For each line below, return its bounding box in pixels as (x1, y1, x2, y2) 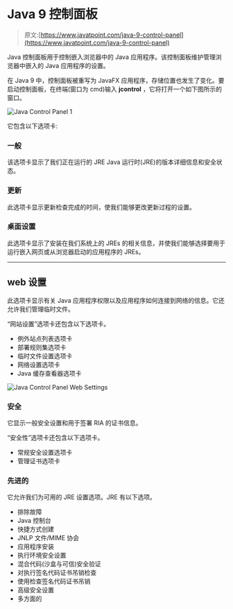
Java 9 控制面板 (7, 6, 98, 22)
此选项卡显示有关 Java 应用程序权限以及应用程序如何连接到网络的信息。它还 (7, 296, 225, 304)
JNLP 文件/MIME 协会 (17, 534, 80, 542)
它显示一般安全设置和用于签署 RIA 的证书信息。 (7, 418, 142, 427)
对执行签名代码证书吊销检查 (17, 569, 97, 577)
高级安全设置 (17, 586, 54, 594)
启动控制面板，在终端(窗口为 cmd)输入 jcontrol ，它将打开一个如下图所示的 (7, 85, 223, 93)
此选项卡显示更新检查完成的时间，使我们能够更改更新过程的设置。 (7, 203, 196, 211)
